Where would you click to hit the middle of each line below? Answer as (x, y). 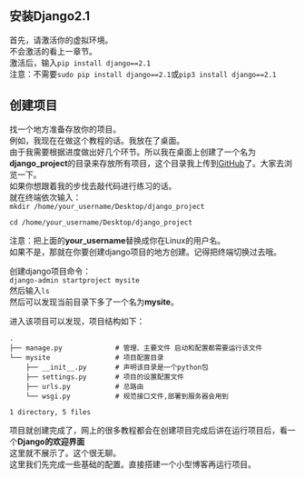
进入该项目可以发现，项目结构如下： (77, 321)
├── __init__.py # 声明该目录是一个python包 (117, 367)
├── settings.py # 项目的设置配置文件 (105, 377)
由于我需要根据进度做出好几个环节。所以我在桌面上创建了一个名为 (133, 152)
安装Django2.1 (50, 16)
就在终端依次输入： (45, 197)
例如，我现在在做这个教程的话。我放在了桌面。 (97, 140)
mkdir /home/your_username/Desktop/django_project (107, 206)
